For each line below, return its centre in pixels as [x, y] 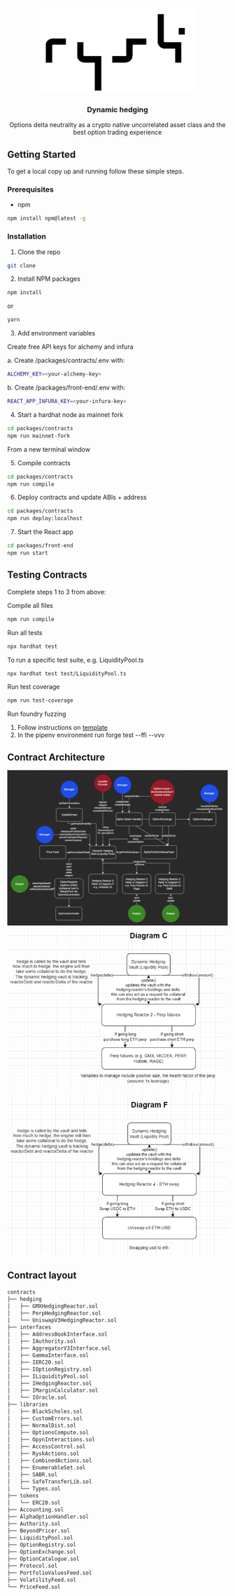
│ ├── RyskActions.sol [43, 1454]
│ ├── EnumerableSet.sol [47, 1468]
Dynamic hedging [117, 109]
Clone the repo [39, 252]
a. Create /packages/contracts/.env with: [66, 361]
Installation [27, 237]
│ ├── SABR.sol [33, 1475]
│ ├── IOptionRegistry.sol [50, 1370]
